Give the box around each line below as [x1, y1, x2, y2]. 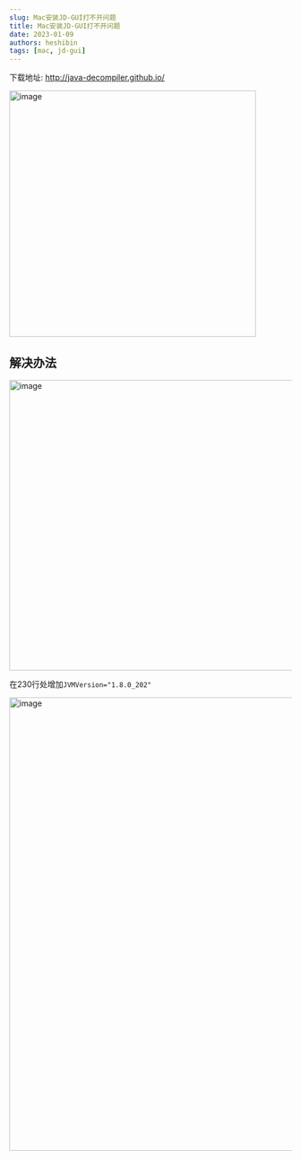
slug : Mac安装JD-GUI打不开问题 [9, 13, 116, 22]
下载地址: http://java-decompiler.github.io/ [9, 73, 166, 83]
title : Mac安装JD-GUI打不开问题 [9, 21, 121, 30]
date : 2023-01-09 [9, 30, 74, 39]
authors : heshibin [9, 38, 78, 47]
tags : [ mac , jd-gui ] [9, 47, 87, 56]
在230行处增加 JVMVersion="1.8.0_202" [9, 678, 152, 690]
